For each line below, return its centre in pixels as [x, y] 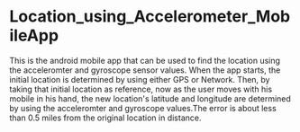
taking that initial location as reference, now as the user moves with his [141, 89]
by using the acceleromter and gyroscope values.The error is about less [143, 108]
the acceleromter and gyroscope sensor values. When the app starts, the [145, 70]
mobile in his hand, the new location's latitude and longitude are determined [150, 98]
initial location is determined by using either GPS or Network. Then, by [140, 79]
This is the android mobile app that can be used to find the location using [145, 60]
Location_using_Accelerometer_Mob [150, 17]
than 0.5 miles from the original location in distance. [105, 118]
